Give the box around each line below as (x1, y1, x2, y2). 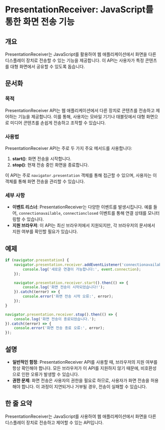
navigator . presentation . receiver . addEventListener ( (14, 262, 122, 267)
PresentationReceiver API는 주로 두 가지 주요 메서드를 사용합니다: (5, 145, 133, 151)
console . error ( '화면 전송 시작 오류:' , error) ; (23, 294, 114, 299)
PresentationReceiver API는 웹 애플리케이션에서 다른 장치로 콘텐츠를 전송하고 (5, 107, 155, 113)
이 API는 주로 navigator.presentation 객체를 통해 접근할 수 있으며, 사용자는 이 (5, 172, 157, 178)
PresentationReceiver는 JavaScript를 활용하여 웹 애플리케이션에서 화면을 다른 (5, 52, 157, 57)
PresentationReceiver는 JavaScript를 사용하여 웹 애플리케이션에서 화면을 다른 (5, 413, 157, 419)
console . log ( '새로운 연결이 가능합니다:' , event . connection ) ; (23, 267, 141, 272)
